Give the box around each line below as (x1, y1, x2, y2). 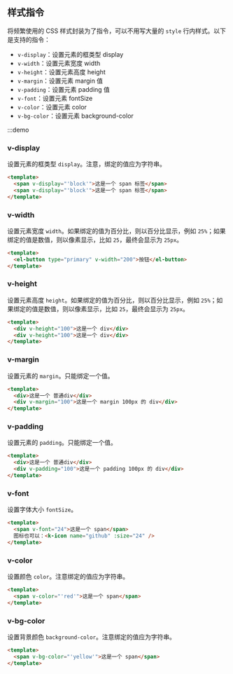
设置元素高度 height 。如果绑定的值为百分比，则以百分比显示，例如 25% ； (7, 296, 217, 304)
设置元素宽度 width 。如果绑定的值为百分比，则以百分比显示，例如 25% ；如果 (7, 226, 226, 235)
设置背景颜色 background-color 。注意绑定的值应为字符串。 (7, 633, 176, 641)
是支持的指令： (7, 35, 50, 43)
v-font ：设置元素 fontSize (17, 94, 93, 102)
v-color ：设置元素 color (17, 102, 87, 111)
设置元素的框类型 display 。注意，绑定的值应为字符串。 (7, 160, 167, 168)
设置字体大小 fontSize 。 (7, 505, 78, 514)
